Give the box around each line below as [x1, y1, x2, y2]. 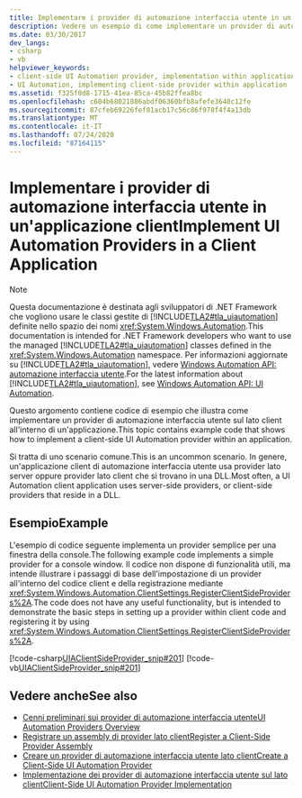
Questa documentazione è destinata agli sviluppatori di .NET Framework [9, 301, 278, 312]
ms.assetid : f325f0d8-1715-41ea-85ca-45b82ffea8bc [9, 88, 203, 97]
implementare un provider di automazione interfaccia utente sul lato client [9, 414, 282, 425]
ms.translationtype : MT [9, 113, 99, 122]
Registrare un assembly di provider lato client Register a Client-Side [22, 731, 271, 742]
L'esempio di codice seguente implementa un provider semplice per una [9, 540, 277, 550]
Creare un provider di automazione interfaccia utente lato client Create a [22, 750, 289, 761]
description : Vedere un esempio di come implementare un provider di [9, 22, 276, 31]
